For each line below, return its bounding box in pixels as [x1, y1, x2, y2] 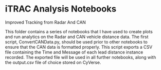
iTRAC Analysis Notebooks [5, 3, 117, 14]
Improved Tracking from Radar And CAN [5, 19, 86, 25]
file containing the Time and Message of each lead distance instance [5, 49, 143, 55]
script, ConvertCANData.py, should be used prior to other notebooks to [5, 39, 148, 44]
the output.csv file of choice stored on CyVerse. [5, 59, 101, 65]
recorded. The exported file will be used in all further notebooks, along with [5, 54, 157, 60]
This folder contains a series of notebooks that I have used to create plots [5, 28, 153, 34]
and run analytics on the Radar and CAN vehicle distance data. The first [5, 34, 149, 40]
